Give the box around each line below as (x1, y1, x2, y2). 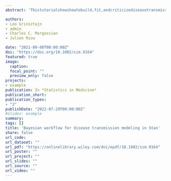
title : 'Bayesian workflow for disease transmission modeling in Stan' (5, 125, 160, 131)
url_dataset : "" (5, 140, 40, 145)
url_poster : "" (5, 149, 38, 154)
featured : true (5, 54, 38, 59)
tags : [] (5, 121, 24, 126)
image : (5, 59, 19, 64)
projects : (5, 78, 26, 83)
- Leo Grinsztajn (5, 21, 42, 27)
